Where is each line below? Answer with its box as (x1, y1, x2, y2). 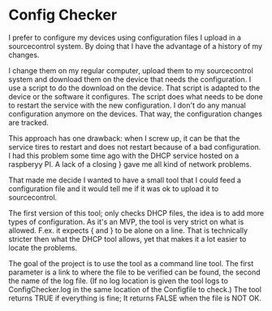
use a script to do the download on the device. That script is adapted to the (8, 83, 261, 93)
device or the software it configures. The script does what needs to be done (8, 91, 264, 101)
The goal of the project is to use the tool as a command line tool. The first (8, 258, 254, 268)
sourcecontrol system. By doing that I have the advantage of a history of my (8, 41, 262, 50)
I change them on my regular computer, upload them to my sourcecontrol (8, 65, 253, 75)
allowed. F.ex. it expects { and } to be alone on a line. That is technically (8, 226, 248, 235)
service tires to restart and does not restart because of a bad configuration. (8, 142, 261, 151)
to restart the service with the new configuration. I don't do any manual (8, 100, 246, 110)
